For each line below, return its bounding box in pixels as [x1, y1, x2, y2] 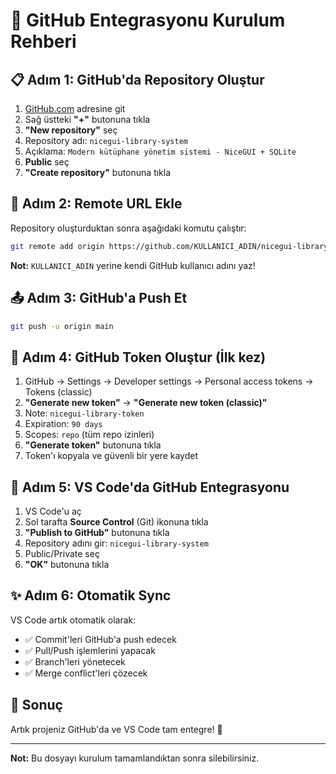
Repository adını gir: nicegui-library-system [24, 537, 209, 549]
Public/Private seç [24, 548, 100, 559]
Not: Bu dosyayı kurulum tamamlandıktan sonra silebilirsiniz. [10, 752, 260, 764]
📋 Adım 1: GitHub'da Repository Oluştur [10, 71, 265, 88]
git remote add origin [10, 241, 105, 251]
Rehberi [10, 30, 77, 53]
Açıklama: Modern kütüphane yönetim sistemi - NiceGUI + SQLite [24, 145, 297, 157]
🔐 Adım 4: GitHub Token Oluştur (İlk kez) [10, 349, 267, 366]
